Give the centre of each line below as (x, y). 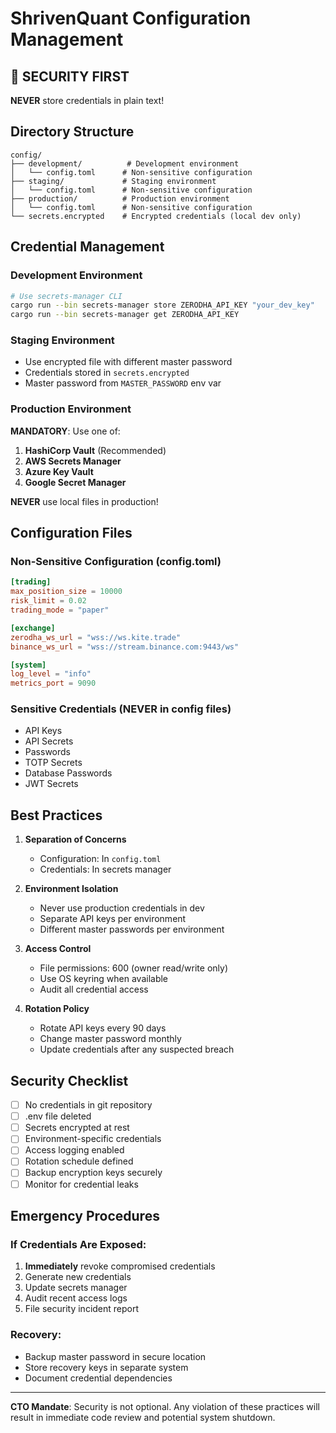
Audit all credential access (94, 989)
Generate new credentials (78, 1277)
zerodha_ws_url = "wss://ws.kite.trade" (96, 637)
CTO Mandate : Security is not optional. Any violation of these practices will (165, 1406)
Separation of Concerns (75, 839)
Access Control (58, 949)
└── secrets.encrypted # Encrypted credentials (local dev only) (156, 216)
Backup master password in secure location (115, 1356)
